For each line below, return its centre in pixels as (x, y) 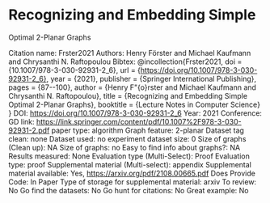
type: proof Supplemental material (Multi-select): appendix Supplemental (130, 164)
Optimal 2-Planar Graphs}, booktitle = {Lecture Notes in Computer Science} (135, 104)
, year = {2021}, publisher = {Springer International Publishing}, (152, 78)
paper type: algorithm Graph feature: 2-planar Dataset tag (148, 130)
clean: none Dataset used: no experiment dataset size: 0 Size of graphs (127, 138)
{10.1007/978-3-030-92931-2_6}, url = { (75, 70)
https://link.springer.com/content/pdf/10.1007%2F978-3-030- (139, 121)
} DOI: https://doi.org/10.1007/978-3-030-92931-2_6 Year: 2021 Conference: (135, 113)
